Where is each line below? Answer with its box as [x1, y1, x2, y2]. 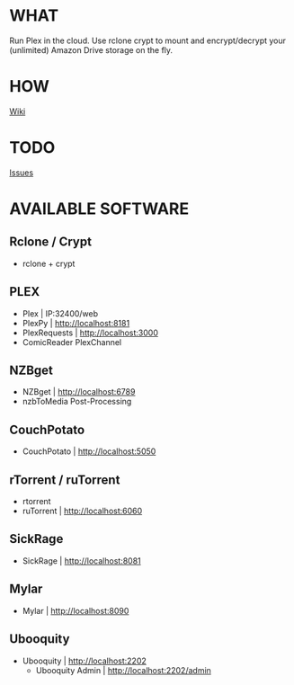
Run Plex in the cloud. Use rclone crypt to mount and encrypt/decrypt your [9, 35, 286, 46]
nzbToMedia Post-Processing [22, 396, 132, 407]
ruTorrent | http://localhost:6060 [22, 505, 143, 517]
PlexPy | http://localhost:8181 [22, 317, 130, 328]
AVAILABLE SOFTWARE [9, 199, 190, 218]
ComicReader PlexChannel [22, 336, 122, 347]
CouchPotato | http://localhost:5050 [22, 446, 156, 457]
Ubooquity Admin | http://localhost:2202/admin [35, 664, 211, 675]
